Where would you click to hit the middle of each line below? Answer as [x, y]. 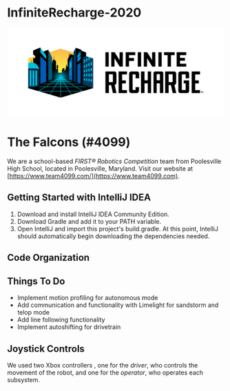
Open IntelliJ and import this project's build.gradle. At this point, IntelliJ [118, 229]
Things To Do [36, 281]
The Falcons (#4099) [69, 142]
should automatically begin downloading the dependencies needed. [113, 236]
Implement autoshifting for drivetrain [69, 327]
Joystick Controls [46, 349]
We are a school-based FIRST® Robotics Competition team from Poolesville [114, 161]
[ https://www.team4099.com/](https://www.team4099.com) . [94, 176]
